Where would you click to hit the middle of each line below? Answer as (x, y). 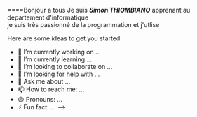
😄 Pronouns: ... (40, 99)
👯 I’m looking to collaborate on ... (65, 67)
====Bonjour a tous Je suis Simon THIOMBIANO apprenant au (99, 10)
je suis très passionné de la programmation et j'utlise (83, 25)
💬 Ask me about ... (44, 81)
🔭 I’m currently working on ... (59, 52)
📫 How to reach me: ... (51, 89)
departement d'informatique (48, 17)
